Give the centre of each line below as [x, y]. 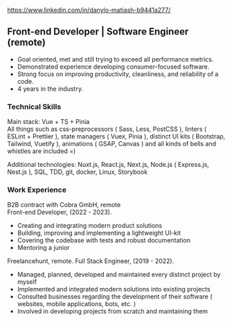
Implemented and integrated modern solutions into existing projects [114, 289]
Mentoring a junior [44, 248]
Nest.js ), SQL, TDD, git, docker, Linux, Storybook [77, 172]
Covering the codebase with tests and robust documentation [104, 240]
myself [27, 282]
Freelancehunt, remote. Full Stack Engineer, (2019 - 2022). [91, 261]
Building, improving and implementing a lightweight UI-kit [99, 233]
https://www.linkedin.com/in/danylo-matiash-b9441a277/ [89, 10]
